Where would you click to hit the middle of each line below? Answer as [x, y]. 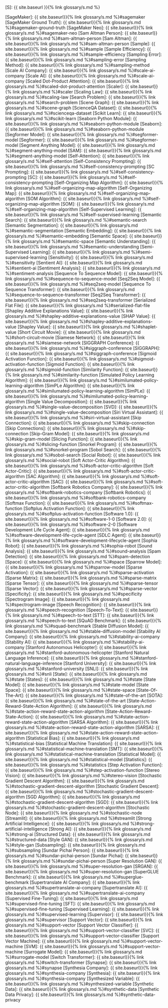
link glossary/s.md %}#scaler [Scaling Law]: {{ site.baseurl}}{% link [82, 92]
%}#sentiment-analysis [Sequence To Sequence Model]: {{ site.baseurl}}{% [84, 273]
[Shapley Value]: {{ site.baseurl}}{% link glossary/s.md [74, 327]
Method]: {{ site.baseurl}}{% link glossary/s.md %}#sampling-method [77, 65]
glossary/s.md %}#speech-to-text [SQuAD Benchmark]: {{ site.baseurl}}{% [83, 621]
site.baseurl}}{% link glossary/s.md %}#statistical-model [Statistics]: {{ [79, 759]
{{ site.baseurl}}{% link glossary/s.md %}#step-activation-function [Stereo [82, 770]
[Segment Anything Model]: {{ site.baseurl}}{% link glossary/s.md [87, 145]
